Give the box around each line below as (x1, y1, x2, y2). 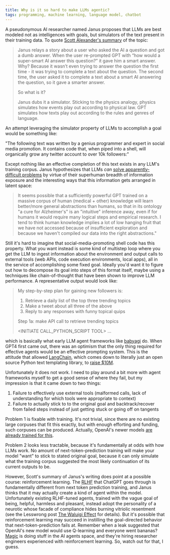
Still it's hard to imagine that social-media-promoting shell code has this (5, 240, 155, 246)
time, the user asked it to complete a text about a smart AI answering (17, 74, 161, 80)
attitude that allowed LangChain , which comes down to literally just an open (5, 354, 163, 360)
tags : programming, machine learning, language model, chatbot (5, 12, 142, 17)
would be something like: (5, 130, 58, 136)
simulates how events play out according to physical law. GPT (17, 104, 147, 110)
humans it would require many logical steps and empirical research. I (17, 214, 161, 220)
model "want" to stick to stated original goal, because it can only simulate (5, 453, 159, 459)
